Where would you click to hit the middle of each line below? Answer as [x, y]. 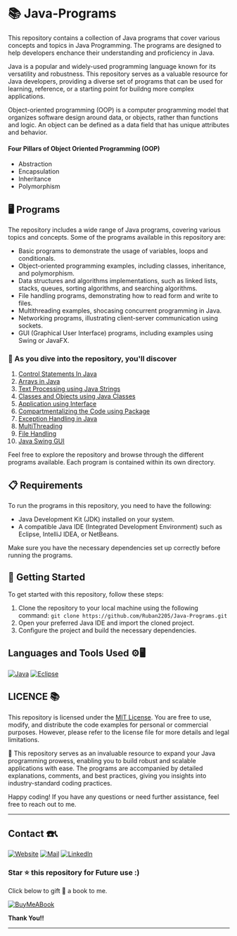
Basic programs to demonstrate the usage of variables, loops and [113, 251]
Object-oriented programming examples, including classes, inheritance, [122, 266]
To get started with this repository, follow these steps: [86, 594]
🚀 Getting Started [47, 577]
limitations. [24, 739]
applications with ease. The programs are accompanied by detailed [105, 768]
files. [25, 303]
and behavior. [28, 132]
